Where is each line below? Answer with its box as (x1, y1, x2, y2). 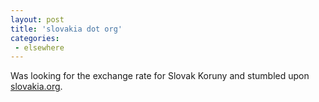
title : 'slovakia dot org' (10, 24, 123, 34)
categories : (10, 33, 60, 43)
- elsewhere (14, 42, 65, 53)
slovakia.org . (10, 81, 63, 93)
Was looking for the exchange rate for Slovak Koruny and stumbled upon (10, 70, 310, 82)
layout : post (10, 14, 65, 25)
